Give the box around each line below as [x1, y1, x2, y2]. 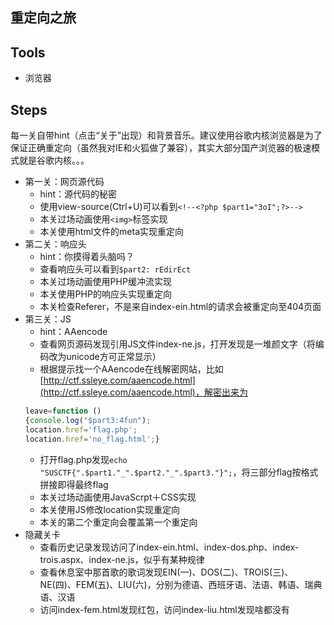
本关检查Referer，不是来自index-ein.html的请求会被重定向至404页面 [39, 301, 322, 313]
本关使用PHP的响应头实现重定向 [39, 288, 172, 300]
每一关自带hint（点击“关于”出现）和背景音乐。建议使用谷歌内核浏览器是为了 [10, 129, 323, 142]
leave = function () [24, 406, 102, 417]
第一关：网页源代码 [24, 176, 105, 188]
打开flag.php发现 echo [39, 453, 128, 465]
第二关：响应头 [24, 238, 87, 250]
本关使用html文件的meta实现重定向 [39, 226, 185, 238]
